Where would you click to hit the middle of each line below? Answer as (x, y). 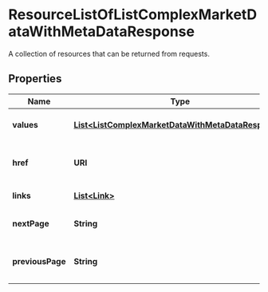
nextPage (31, 223)
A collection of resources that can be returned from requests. (109, 53)
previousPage (39, 261)
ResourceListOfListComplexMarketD (133, 15)
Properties (35, 79)
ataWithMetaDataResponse (102, 32)
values (25, 124)
